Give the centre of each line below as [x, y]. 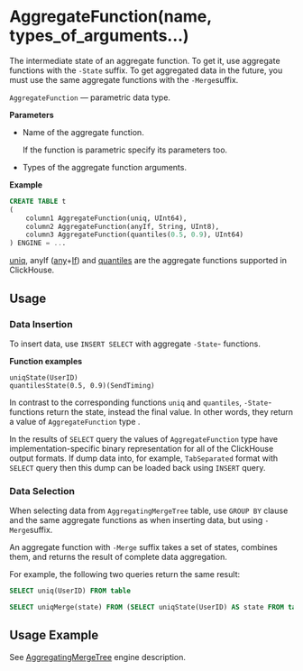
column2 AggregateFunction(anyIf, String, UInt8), [123, 226]
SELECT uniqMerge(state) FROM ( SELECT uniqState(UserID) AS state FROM [147, 607]
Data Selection [42, 491]
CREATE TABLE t [38, 201]
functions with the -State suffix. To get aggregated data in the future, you [146, 70]
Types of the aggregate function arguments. [105, 167]
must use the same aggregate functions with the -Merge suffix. [124, 79]
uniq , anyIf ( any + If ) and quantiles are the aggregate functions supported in [148, 261]
